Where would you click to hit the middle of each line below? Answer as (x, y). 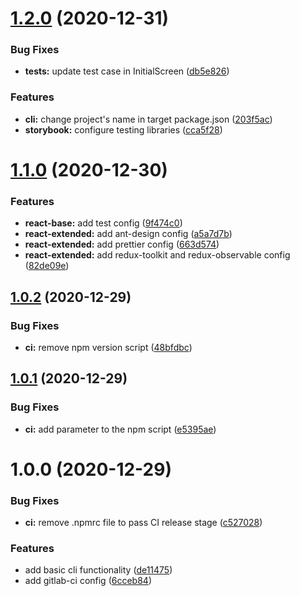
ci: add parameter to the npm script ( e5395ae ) (120, 429)
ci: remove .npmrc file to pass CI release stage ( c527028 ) (143, 523)
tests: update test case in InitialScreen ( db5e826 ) (127, 71)
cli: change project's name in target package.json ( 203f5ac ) (148, 119)
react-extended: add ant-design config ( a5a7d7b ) (128, 234)
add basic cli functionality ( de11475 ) (98, 570)
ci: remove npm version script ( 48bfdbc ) (108, 347)
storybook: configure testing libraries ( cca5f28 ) (123, 129)
